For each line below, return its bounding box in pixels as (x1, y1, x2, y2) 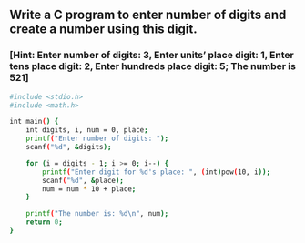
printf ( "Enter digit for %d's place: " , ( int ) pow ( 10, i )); (42, 167, 271, 177)
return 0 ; (25, 218, 64, 227)
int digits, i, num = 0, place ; (25, 126, 148, 135)
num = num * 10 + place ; (42, 184, 137, 194)
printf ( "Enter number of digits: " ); (25, 134, 169, 144)
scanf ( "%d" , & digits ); (25, 143, 112, 152)
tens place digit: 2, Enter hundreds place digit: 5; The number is (9, 60, 296, 73)
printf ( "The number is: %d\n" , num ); (25, 209, 169, 218)
